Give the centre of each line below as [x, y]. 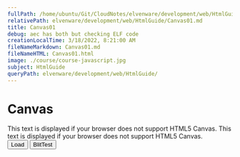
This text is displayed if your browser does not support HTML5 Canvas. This [120, 128]
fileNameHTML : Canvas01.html [51, 54]
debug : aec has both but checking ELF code [73, 34]
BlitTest [43, 145]
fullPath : [22, 14]
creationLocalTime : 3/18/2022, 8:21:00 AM [71, 41]
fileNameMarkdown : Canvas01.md [54, 47]
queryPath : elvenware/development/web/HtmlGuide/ [83, 74]
